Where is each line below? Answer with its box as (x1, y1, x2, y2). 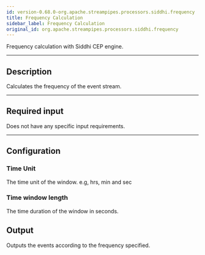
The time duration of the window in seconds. (6, 207, 119, 215)
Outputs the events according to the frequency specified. (6, 242, 151, 249)
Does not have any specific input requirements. (6, 122, 125, 129)
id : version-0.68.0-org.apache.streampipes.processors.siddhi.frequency (6, 9, 195, 15)
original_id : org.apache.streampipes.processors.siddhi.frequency (6, 26, 179, 32)
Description (6, 66, 52, 77)
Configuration (6, 146, 61, 156)
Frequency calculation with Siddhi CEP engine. (6, 43, 124, 50)
